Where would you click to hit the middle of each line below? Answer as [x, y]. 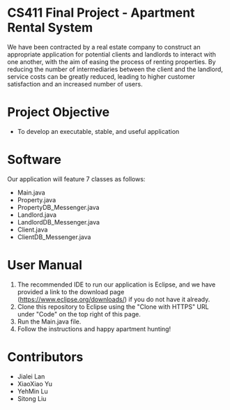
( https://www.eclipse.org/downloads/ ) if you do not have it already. [114, 299]
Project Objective [59, 112]
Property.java [37, 199]
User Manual [45, 265]
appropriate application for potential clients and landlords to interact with [112, 54]
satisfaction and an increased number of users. [75, 84]
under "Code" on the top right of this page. [79, 314]
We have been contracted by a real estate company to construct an [104, 47]
